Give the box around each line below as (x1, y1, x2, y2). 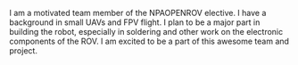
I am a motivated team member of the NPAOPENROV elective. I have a (9, 8, 267, 18)
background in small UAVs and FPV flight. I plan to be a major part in (9, 17, 261, 28)
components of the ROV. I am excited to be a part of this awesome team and (9, 36, 290, 46)
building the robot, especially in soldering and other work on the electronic (9, 27, 284, 37)
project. (9, 45, 38, 56)
